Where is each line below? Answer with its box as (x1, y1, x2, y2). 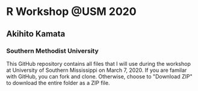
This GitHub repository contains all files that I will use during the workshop (6, 60, 191, 67)
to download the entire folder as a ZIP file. (6, 79, 110, 86)
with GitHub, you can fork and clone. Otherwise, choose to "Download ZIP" (6, 72, 193, 80)
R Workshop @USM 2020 (6, 5, 137, 19)
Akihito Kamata (6, 29, 66, 39)
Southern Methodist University (6, 47, 99, 55)
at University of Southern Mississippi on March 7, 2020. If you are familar (6, 66, 187, 74)
